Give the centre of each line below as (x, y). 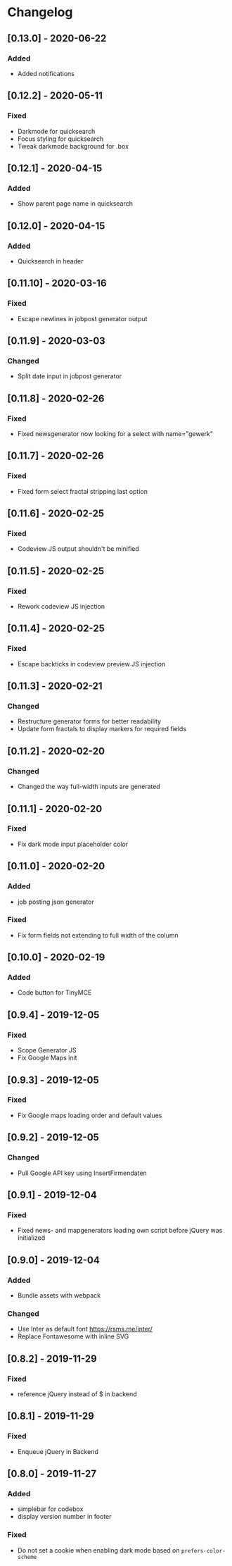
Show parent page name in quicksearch (75, 204)
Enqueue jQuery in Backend (58, 1451)
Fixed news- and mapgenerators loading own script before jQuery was (120, 1231)
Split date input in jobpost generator (69, 376)
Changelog (40, 12)
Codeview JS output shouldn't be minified (78, 549)
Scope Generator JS (47, 1050)
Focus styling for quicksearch (60, 139)
